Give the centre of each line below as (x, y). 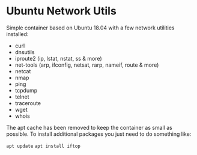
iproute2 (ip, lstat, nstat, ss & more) (58, 58)
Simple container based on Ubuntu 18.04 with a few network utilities (91, 28)
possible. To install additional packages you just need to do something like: (99, 134)
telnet (22, 97)
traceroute (28, 103)
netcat (23, 71)
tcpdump (26, 90)
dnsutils (25, 52)
